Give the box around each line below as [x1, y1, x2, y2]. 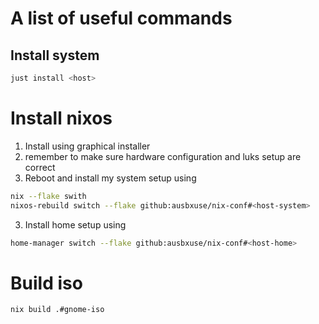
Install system [10, 47, 100, 64]
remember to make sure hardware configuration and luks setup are [24, 150, 302, 162]
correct [24, 161, 56, 173]
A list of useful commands [10, 7, 233, 30]
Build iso [10, 272, 83, 294]
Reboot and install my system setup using [24, 172, 197, 184]
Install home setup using [24, 218, 127, 231]
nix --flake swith [10, 191, 87, 201]
